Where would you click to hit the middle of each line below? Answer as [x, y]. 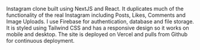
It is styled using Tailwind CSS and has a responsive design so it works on [98, 28]
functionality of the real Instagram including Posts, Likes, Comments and [96, 15]
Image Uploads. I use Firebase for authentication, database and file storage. [100, 21]
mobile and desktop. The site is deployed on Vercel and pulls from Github [97, 34]
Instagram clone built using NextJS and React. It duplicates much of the [95, 9]
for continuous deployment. [41, 41]
